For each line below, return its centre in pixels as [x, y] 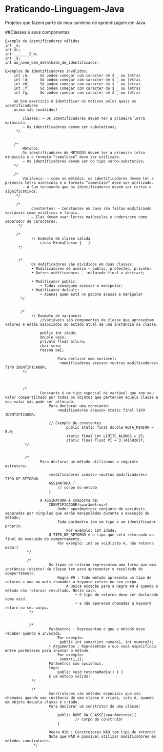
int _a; [13, 45]
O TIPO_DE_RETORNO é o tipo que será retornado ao [101, 535]
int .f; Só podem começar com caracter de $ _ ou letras [77, 88]
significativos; [21, 191]
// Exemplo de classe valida [61, 238]
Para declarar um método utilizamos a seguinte [89, 462]
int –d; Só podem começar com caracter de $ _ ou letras [77, 79]
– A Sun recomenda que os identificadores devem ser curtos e [87, 187]
